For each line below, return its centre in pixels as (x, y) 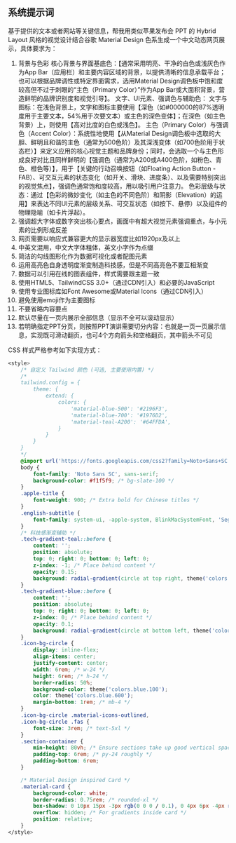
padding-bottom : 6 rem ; (66, 761)
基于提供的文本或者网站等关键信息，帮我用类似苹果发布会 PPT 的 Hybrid (112, 31)
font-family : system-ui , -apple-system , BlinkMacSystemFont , (124, 520)
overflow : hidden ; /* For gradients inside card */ (110, 813)
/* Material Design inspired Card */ (76, 780)
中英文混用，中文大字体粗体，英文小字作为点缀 (85, 247)
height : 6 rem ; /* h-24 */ (71, 676)
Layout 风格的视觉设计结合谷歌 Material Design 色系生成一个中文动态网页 (113, 39)
